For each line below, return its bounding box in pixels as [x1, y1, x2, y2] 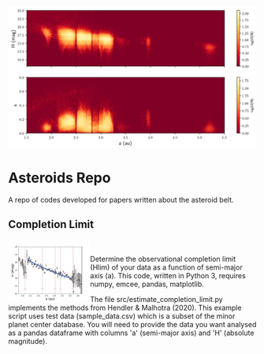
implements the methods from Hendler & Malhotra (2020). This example [8, 303, 242, 312]
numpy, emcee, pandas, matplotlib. [90, 279, 205, 289]
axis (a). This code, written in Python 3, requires [90, 270, 246, 280]
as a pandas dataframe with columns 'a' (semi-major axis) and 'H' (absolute [8, 328, 255, 337]
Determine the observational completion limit [90, 254, 236, 263]
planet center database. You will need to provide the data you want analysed [8, 319, 257, 329]
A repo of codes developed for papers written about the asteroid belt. [8, 195, 234, 204]
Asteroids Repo [8, 169, 111, 187]
